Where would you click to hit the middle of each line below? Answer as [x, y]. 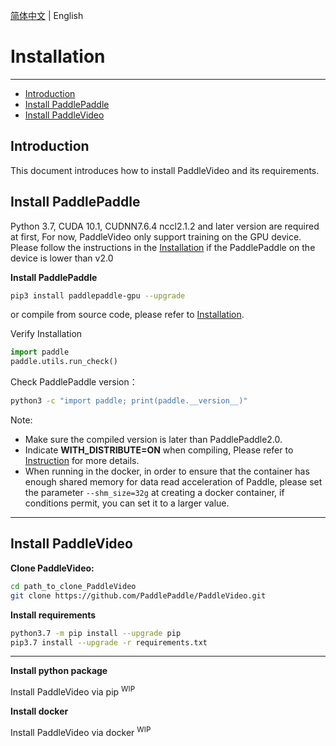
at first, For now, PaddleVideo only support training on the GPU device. [156, 236]
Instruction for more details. [82, 461]
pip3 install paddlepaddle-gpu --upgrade [98, 295]
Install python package [59, 671]
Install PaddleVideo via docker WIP [81, 731]
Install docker [39, 711]
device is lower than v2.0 [62, 258]
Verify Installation [46, 334]
